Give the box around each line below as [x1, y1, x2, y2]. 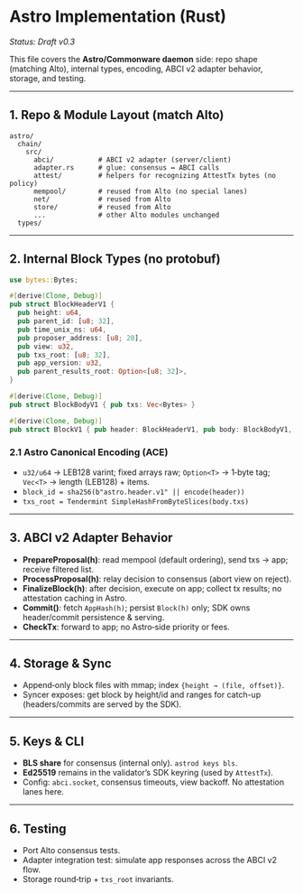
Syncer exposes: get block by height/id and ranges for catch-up [22, 689, 262, 701]
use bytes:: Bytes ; [9, 275, 78, 284]
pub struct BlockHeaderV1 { [9, 300, 115, 309]
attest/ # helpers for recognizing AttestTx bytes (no [32, 171, 277, 180]
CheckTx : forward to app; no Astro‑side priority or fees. [22, 621, 230, 632]
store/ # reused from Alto [32, 202, 171, 211]
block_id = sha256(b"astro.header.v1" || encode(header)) [22, 488, 245, 497]
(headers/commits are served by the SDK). [22, 699, 182, 710]
